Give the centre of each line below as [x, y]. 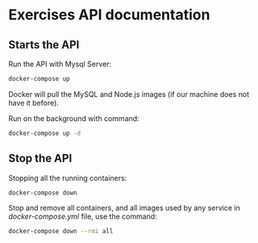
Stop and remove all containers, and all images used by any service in [124, 208]
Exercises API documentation [109, 15]
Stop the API [40, 159]
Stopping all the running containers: [68, 178]
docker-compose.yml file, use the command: [83, 216]
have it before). [33, 103]
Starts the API [44, 45]
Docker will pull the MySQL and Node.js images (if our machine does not [129, 94]
